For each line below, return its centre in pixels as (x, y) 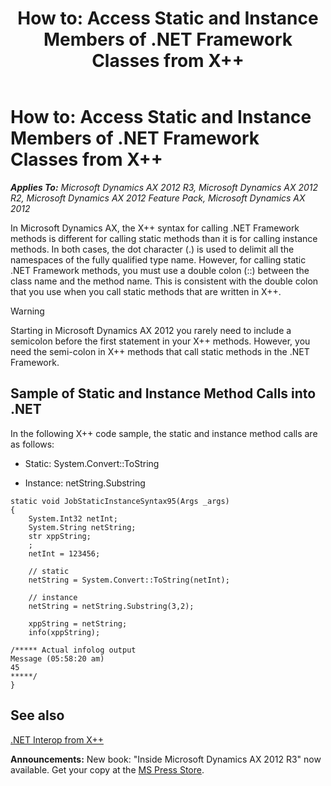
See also (37, 715)
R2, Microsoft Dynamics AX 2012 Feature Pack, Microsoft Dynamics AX (158, 198)
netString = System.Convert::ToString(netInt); (129, 580)
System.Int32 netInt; (73, 518)
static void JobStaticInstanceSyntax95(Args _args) (120, 501)
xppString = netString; (78, 623)
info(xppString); (64, 632)
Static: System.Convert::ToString (92, 463)
